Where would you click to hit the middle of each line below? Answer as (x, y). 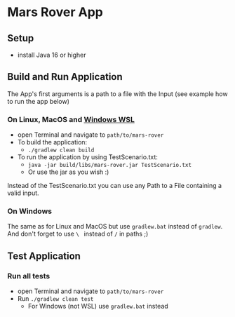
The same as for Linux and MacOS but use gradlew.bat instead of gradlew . (115, 227)
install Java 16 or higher (52, 55)
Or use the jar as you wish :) (68, 172)
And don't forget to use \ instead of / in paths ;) (78, 234)
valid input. (23, 193)
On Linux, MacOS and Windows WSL (71, 119)
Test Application (44, 256)
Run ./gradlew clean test (55, 299)
